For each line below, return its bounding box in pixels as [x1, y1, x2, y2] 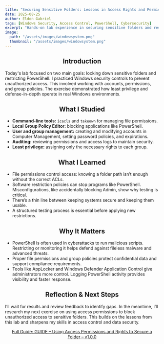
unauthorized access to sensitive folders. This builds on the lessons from [5, 314, 152, 320]
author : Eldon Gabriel [5, 16, 51, 21]
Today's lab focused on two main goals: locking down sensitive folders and [5, 70, 156, 76]
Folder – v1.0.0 [67, 334, 97, 340]
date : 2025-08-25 [5, 12, 41, 17]
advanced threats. [12, 251, 49, 256]
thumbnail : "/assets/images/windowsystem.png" [9, 39, 106, 44]
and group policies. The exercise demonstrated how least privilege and [5, 86, 148, 92]
